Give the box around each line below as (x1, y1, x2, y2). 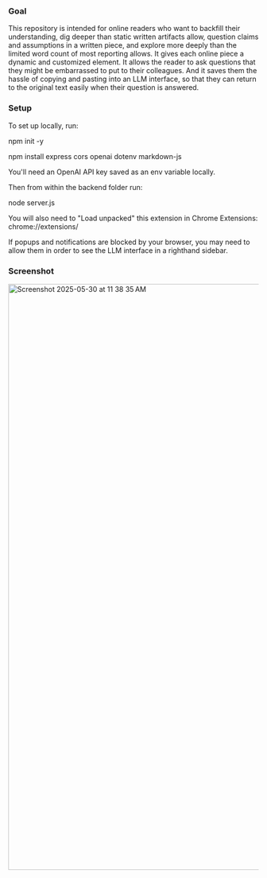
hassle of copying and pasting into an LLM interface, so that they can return (8, 74, 257, 84)
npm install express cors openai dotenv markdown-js (8, 151, 182, 161)
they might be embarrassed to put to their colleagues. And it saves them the (8, 66, 257, 76)
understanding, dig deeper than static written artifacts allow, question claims (8, 32, 259, 41)
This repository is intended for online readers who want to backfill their (8, 24, 241, 33)
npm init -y (8, 136, 44, 146)
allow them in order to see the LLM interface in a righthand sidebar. (8, 245, 228, 255)
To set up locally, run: (8, 121, 79, 130)
